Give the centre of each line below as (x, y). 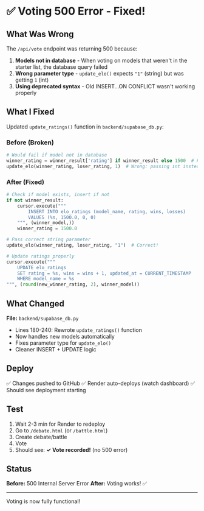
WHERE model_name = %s (46, 279)
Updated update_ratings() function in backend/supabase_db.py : (85, 127)
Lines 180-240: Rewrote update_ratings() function (79, 330)
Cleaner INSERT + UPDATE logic (56, 349)
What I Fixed (30, 112)
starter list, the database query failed (61, 67)
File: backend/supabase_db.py (42, 318)
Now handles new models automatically (65, 336)
